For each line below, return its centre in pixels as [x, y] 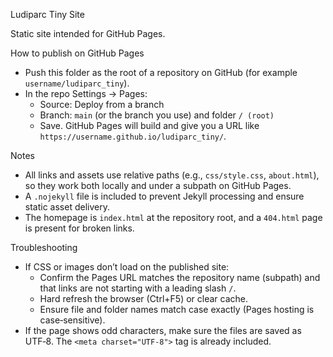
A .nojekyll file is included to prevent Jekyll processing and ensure [164, 196]
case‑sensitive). [72, 320]
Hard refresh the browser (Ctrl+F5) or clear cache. [144, 298]
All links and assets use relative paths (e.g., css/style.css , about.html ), [172, 175]
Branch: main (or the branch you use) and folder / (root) [157, 115]
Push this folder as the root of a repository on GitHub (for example [161, 72]
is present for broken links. [79, 228]
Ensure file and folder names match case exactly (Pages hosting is [177, 309]
